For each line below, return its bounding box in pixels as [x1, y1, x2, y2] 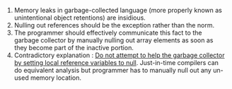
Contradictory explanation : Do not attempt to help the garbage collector [13, 51, 225, 59]
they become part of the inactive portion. [13, 44, 134, 52]
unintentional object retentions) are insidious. [13, 13, 146, 22]
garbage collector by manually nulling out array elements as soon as [13, 36, 214, 44]
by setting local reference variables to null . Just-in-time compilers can [13, 59, 219, 66]
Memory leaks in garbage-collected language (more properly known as [13, 6, 223, 14]
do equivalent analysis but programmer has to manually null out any [13, 66, 212, 74]
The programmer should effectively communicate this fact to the [13, 28, 202, 37]
